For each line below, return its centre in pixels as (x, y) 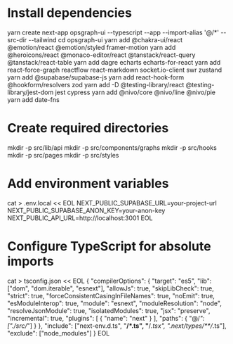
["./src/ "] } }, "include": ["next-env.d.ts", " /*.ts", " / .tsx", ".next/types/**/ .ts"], (117, 326)
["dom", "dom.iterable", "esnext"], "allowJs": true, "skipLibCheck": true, (111, 288)
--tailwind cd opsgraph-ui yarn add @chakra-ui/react (106, 39)
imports (31, 261)
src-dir (17, 39)
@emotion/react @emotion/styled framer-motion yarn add (92, 47)
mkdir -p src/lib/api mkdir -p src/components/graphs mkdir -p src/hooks (112, 147)
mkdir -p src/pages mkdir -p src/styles (63, 155)
